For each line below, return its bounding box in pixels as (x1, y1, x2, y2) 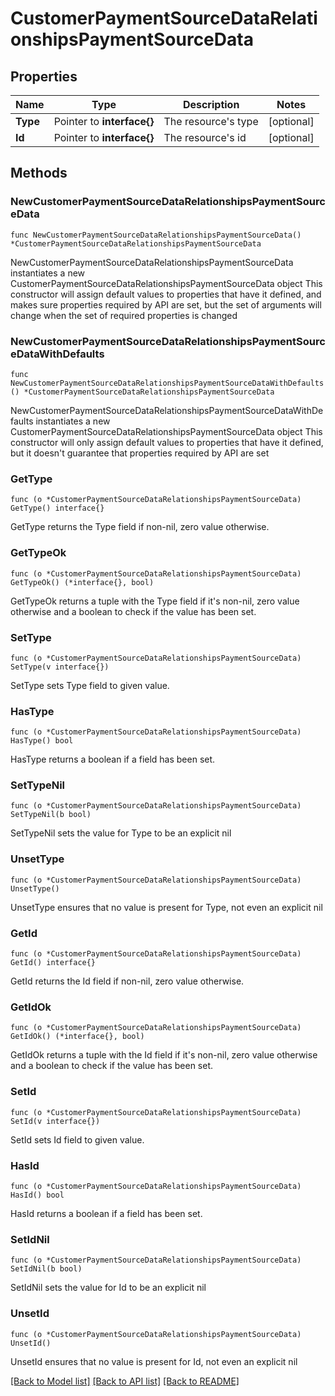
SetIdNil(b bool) (10, 1264, 83, 1274)
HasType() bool (10, 736, 74, 746)
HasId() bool (10, 1190, 65, 1200)
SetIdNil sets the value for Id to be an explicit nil (10, 1282, 207, 1294)
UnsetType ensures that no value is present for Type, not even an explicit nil (10, 901, 323, 913)
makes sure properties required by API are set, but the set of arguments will (10, 298, 322, 311)
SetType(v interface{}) (10, 662, 110, 672)
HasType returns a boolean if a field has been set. (10, 753, 216, 766)
